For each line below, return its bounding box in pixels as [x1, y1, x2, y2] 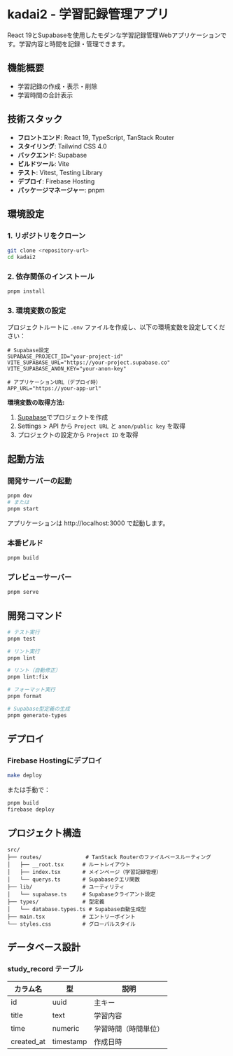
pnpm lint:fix [7, 674, 49, 681]
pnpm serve [7, 589, 39, 596]
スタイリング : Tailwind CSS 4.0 [17, 141, 107, 151]
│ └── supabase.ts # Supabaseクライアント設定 [7, 891, 156, 898]
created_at [10, 1036, 46, 1046]
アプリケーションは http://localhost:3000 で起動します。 [7, 519, 169, 527]
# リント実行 [7, 648, 40, 655]
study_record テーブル [7, 964, 84, 974]
